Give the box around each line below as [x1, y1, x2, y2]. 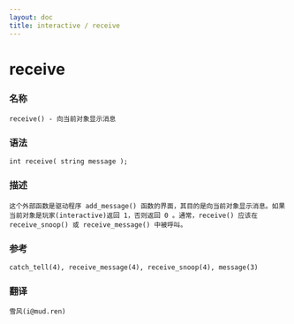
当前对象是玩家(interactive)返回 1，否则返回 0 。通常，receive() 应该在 [9, 211, 259, 220]
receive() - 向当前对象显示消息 [9, 114, 117, 124]
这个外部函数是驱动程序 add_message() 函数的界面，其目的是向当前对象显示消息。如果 [9, 201, 285, 210]
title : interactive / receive [9, 21, 121, 30]
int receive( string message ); [9, 157, 128, 166]
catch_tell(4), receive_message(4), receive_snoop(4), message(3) [9, 262, 259, 272]
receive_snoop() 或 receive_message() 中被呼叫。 [9, 220, 187, 230]
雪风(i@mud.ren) [9, 307, 66, 316]
